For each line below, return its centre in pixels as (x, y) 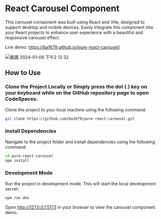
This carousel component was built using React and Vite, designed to (75, 22)
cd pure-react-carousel (29, 156)
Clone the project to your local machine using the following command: (76, 109)
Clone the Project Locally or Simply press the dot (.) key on (76, 87)
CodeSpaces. (22, 99)
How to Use (23, 73)
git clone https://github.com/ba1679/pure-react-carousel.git (70, 119)
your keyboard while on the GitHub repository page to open (77, 93)
